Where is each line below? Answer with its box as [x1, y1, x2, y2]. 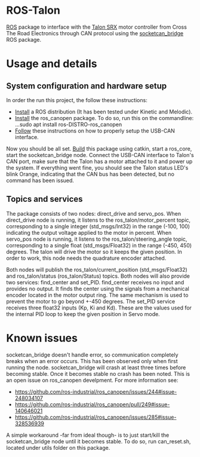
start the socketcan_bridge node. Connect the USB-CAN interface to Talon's [6, 151, 194, 158]
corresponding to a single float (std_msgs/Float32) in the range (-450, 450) [6, 241, 192, 249]
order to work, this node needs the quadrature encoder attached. [6, 254, 167, 262]
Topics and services [6, 194, 83, 204]
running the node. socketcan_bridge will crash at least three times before [6, 364, 186, 371]
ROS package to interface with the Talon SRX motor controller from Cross [6, 23, 187, 30]
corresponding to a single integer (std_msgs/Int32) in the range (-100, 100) [6, 222, 190, 230]
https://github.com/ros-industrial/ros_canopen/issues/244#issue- [14, 388, 177, 395]
